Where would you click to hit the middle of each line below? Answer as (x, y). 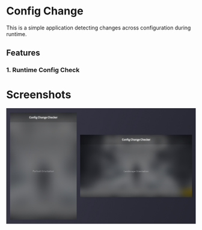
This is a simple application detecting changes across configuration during (99, 28)
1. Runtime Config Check (43, 70)
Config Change (45, 11)
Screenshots (39, 95)
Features (23, 53)
